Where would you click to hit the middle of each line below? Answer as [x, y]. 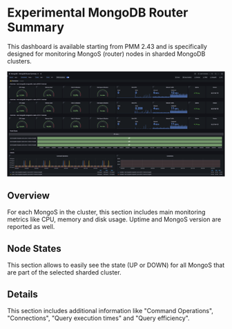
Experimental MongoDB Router [98, 13]
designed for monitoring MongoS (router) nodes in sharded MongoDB [106, 54]
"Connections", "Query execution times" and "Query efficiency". [98, 318]
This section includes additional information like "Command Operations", [110, 310]
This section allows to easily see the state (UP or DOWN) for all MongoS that [116, 265]
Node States [35, 249]
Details [22, 294]
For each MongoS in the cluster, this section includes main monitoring [106, 212]
